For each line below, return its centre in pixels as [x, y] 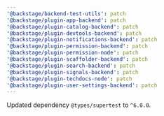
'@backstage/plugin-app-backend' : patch [67, 20]
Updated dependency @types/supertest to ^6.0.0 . [79, 105]
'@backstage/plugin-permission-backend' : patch [77, 46]
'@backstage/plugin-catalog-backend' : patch [73, 27]
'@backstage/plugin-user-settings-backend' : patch [82, 85]
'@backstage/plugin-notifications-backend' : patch [82, 40]
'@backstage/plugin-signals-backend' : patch [73, 72]
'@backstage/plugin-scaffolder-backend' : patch [77, 59]
